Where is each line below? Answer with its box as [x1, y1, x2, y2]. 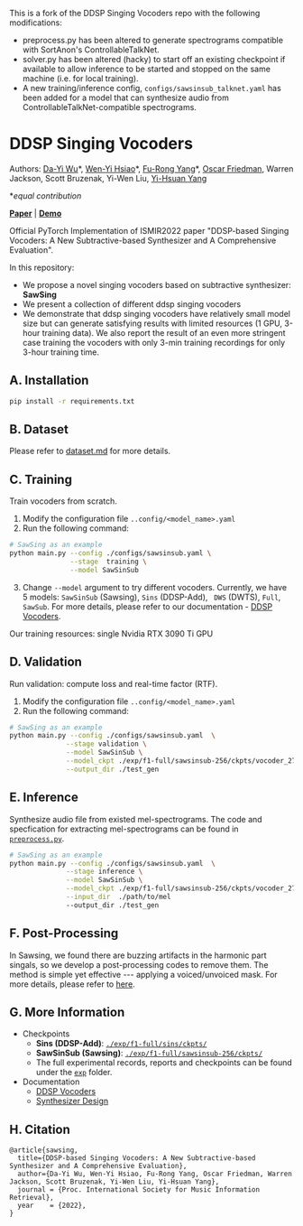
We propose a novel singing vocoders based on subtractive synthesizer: [22, 279, 291, 290]
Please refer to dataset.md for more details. [9, 446, 171, 457]
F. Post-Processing [9, 925, 119, 942]
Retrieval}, [9, 1193, 54, 1203]
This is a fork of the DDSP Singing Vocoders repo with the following [9, 8, 261, 18]
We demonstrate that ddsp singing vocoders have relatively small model [22, 308, 291, 319]
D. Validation [9, 655, 83, 670]
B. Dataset [9, 422, 69, 437]
